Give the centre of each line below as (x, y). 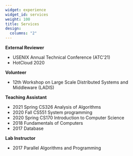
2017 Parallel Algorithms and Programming (57, 148)
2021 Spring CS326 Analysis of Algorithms (57, 107)
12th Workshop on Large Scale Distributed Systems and (70, 82)
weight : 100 (18, 19)
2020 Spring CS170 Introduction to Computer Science (68, 118)
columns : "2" (23, 33)
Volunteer (16, 72)
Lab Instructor (20, 138)
